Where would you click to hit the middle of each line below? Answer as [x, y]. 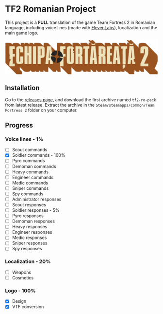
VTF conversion [28, 307]
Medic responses [29, 238]
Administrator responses [37, 199]
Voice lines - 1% [24, 139]
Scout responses [29, 204]
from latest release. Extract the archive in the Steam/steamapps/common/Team [80, 105]
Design [19, 301]
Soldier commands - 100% [39, 155]
